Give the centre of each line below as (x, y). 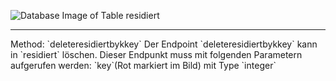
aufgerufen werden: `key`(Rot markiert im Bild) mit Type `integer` (143, 65)
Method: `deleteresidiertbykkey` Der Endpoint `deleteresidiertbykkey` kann (164, 44)
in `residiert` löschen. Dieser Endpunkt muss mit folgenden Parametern (156, 54)
